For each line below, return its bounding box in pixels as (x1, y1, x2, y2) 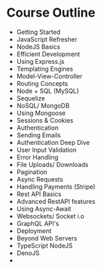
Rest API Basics (16, 189, 62, 198)
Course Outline (6, 5, 96, 21)
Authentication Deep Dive (16, 138, 90, 146)
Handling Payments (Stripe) (16, 182, 96, 191)
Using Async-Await (16, 205, 71, 213)
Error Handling (16, 153, 59, 161)
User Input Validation (16, 146, 77, 154)
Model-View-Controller (16, 71, 83, 80)
